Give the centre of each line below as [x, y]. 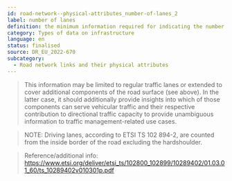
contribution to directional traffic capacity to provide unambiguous [119, 114]
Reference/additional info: [61, 155]
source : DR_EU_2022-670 [42, 53]
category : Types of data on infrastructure [71, 33]
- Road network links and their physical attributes [91, 65]
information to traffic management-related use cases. [100, 121]
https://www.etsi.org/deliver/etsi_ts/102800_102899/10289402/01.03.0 [124, 162]
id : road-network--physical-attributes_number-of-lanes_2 [92, 13]
